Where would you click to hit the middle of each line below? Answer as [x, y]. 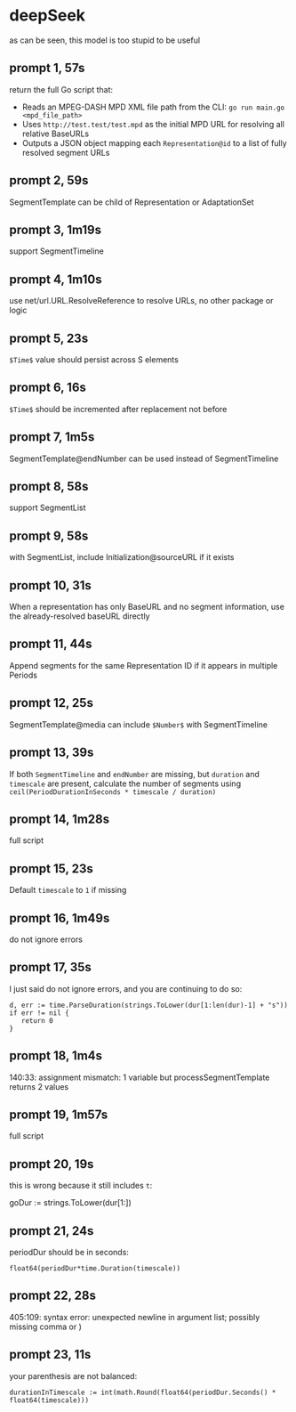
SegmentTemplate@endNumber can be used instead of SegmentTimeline [144, 458]
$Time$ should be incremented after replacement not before [118, 409]
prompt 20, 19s [52, 1164]
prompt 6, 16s [48, 388]
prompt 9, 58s [49, 536]
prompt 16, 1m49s [60, 918]
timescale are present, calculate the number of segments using [125, 783]
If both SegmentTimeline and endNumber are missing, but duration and [134, 774]
